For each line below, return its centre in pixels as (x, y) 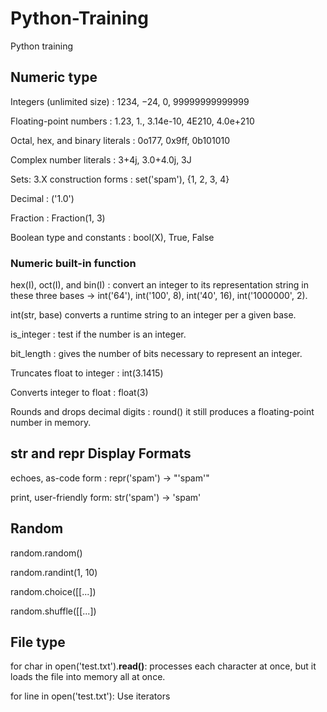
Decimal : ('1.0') (42, 198)
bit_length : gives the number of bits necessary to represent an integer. (156, 354)
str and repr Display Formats (101, 453)
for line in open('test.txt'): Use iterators (90, 696)
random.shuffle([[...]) (53, 611)
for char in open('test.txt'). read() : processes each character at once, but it (163, 666)
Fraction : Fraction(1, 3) (58, 218)
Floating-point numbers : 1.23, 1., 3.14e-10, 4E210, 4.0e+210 (132, 121)
